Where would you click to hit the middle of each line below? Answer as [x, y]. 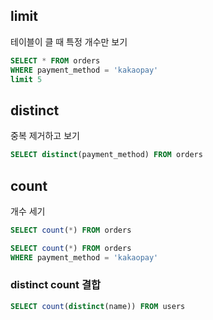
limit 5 [26, 79]
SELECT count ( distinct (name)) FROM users [98, 306]
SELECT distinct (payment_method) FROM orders [106, 155]
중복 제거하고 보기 [45, 136]
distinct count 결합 [56, 285]
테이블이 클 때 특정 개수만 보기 [69, 41]
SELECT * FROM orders [55, 60]
